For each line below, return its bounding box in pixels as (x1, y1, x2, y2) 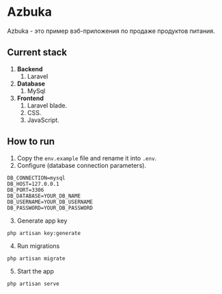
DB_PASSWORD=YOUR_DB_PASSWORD (7, 204, 94, 211)
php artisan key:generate (7, 230, 81, 236)
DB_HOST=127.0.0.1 (7, 180, 59, 187)
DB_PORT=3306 (7, 186, 44, 193)
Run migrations (16, 241, 60, 250)
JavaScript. (27, 116, 59, 124)
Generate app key (16, 217, 68, 225)
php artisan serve (7, 280, 59, 287)
